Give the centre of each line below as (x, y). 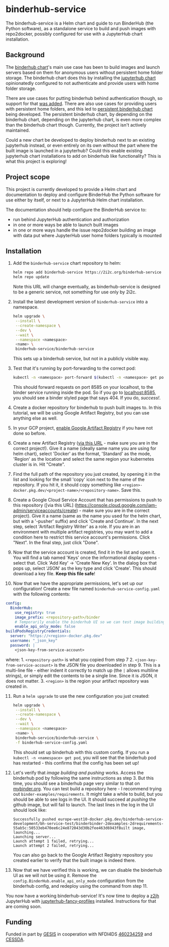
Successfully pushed (34, 819)
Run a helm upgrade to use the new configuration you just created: (81, 696)
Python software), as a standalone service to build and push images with (81, 28)
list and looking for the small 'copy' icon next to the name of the (79, 479)
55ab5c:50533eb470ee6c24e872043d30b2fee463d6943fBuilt (71, 828)
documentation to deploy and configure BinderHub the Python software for (83, 194)
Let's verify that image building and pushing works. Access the (78, 773)
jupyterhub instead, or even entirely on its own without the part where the (81, 145)
